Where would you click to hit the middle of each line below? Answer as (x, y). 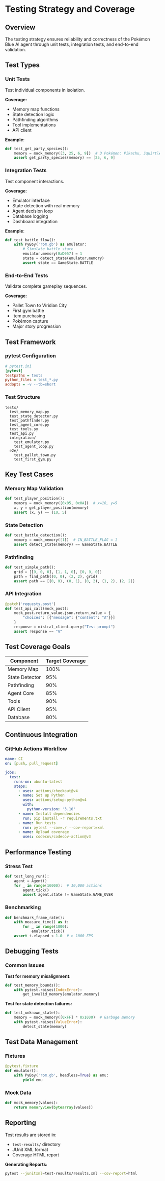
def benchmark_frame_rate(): (35, 917)
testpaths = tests (24, 375)
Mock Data (18, 1093)
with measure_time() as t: (41, 922)
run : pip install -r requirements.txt (62, 818)
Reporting (21, 1123)
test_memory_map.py (29, 412)
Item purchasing (29, 316)
